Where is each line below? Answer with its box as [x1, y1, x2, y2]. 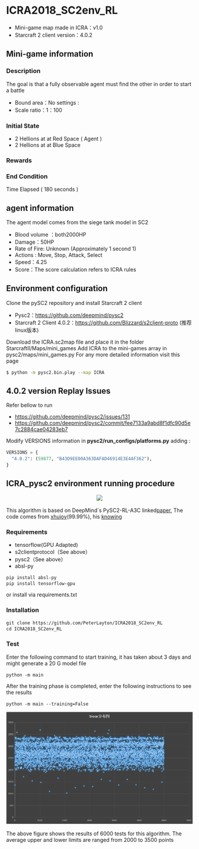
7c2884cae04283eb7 [14, 426, 68, 433]
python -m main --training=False [6, 701, 89, 707]
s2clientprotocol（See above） [14, 548, 91, 556]
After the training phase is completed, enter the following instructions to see [6, 682, 192, 690]
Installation [6, 606, 40, 614]
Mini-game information [6, 49, 94, 59]
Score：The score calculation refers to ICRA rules [14, 266, 136, 273]
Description [6, 67, 41, 75]
